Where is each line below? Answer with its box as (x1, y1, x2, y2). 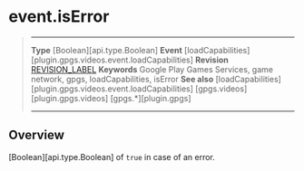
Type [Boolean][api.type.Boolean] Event (30, 44, 182, 55)
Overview (8, 128, 65, 143)
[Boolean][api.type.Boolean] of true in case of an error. (8, 151, 215, 162)
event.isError (8, 6, 110, 27)
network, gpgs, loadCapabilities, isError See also (30, 73, 214, 84)
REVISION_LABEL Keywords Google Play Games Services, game (30, 63, 274, 74)
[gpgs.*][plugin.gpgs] (110, 92, 191, 103)
